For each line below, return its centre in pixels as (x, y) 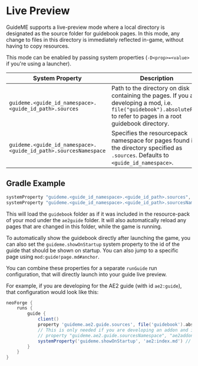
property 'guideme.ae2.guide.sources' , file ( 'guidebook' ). (111, 325)
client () (48, 319)
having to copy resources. (38, 46)
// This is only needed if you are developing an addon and (113, 330)
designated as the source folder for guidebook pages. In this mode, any (93, 33)
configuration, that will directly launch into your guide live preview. (87, 274)
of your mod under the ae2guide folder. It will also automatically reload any (96, 220)
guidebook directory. (140, 123)
